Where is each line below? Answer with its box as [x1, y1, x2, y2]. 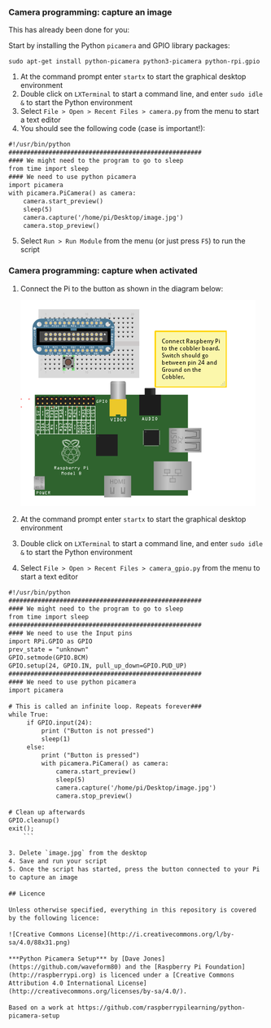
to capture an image [8, 873, 79, 881]
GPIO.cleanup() [8, 816, 60, 825]
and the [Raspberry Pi [125, 963, 202, 971]
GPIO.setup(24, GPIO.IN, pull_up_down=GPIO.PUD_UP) [8, 662, 187, 670]
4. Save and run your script [8, 857, 107, 865]
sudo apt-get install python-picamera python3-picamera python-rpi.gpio [8, 58, 260, 66]
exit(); [8, 825, 35, 833]
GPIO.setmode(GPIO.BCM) [8, 654, 90, 662]
